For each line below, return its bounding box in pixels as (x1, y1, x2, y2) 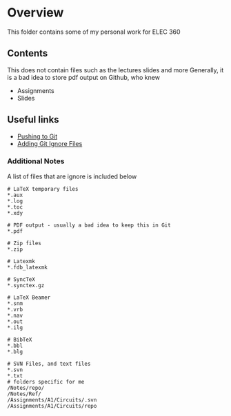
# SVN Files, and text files (7, 360, 91, 367)
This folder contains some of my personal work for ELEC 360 (7, 28, 181, 36)
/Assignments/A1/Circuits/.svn (7, 396, 97, 404)
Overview (7, 5, 64, 21)
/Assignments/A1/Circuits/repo (7, 402, 97, 409)
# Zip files (7, 240, 41, 247)
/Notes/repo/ (7, 384, 45, 391)
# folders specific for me (7, 378, 85, 385)
